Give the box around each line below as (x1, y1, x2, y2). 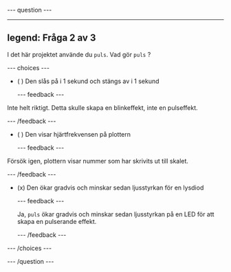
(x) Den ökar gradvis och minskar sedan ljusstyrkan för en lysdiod (16, 183, 204, 192)
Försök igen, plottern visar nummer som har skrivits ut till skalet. (7, 157, 189, 165)
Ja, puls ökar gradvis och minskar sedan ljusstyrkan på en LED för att (16, 209, 214, 218)
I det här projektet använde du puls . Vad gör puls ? (7, 50, 151, 58)
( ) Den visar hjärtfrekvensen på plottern (16, 130, 131, 138)
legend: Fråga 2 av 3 (7, 32, 96, 44)
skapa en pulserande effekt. (16, 217, 97, 225)
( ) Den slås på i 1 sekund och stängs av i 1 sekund (16, 77, 159, 85)
